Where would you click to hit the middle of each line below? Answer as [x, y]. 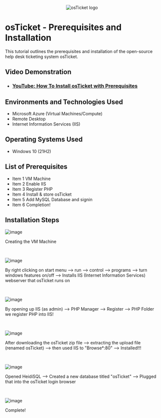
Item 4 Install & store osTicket [42, 194]
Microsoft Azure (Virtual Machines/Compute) [57, 114]
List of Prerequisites [36, 167]
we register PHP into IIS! [29, 314]
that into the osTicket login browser [40, 381]
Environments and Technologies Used [64, 102]
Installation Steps [32, 220]
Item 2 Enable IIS [29, 183]
